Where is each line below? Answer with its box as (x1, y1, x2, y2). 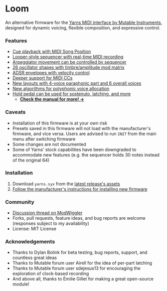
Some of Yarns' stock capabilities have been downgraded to (12, 146, 137, 152)
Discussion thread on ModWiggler (12, 210, 83, 216)
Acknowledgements (5, 238, 55, 245)
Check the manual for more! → (19, 96, 85, 102)
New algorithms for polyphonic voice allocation (12, 86, 110, 92)
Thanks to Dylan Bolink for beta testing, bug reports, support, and (12, 250, 148, 256)
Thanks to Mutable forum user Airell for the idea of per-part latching (12, 260, 153, 266)
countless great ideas (12, 255, 57, 261)
